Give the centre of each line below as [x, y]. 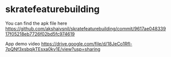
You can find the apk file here [36, 23]
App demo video [23, 43]
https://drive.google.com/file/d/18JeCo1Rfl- [87, 43]
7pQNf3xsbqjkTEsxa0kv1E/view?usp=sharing [53, 49]
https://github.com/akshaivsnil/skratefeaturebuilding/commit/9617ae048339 [86, 28]
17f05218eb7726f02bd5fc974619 [40, 34]
